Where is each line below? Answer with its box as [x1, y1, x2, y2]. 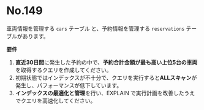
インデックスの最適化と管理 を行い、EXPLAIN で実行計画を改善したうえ [15, 89, 195, 96]
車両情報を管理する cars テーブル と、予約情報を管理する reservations [6, 25, 185, 32]
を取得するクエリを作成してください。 [15, 66, 112, 74]
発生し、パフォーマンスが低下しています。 [15, 81, 123, 89]
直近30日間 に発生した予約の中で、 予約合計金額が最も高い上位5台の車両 [15, 58, 198, 66]
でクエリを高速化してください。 [15, 96, 96, 104]
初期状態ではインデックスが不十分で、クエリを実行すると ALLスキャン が [15, 74, 197, 81]
